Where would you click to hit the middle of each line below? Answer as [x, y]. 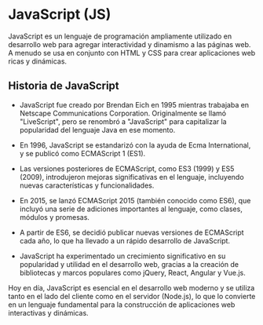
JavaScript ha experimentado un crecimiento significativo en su [122, 256]
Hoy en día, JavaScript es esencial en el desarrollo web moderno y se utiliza [131, 287]
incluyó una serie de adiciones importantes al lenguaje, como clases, [131, 209]
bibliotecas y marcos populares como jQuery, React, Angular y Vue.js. [132, 272]
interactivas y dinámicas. [48, 312]
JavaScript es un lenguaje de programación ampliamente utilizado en [120, 36]
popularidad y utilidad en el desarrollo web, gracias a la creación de [129, 264]
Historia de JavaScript [64, 86]
